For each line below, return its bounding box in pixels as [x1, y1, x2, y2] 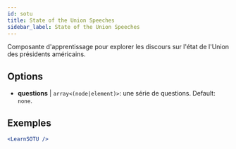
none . [17, 96, 33, 105]
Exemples [7, 117, 51, 129]
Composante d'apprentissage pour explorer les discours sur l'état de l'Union [7, 43, 230, 51]
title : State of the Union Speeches [7, 17, 115, 24]
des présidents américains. [7, 50, 86, 58]
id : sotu [7, 10, 33, 18]
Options [7, 70, 44, 82]
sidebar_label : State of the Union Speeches [7, 23, 140, 30]
